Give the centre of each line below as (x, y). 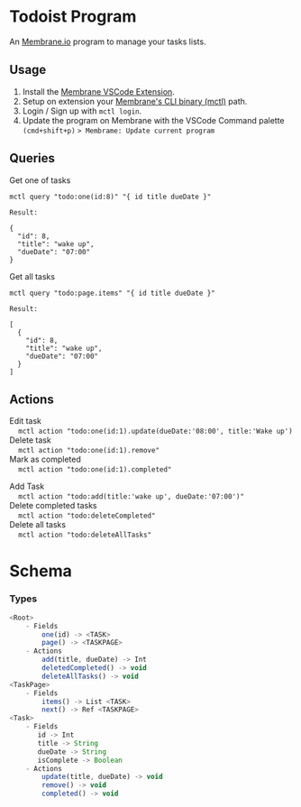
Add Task (27, 486)
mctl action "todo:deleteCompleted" (87, 516)
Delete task (30, 440)
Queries (32, 158)
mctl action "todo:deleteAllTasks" (84, 535)
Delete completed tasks (53, 506)
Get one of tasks (40, 180)
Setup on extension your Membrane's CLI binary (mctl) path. (135, 101)
